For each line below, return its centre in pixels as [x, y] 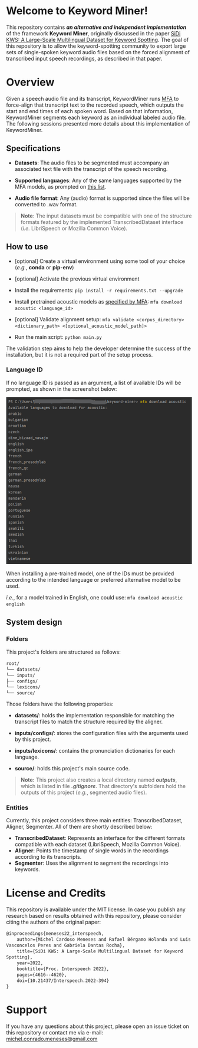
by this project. [33, 739]
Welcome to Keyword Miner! [77, 11]
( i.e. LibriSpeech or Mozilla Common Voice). [74, 228]
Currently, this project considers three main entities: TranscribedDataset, [94, 820]
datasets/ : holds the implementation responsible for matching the [95, 715]
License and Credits [56, 893]
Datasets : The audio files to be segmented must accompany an [92, 163]
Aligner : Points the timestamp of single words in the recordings [92, 851]
